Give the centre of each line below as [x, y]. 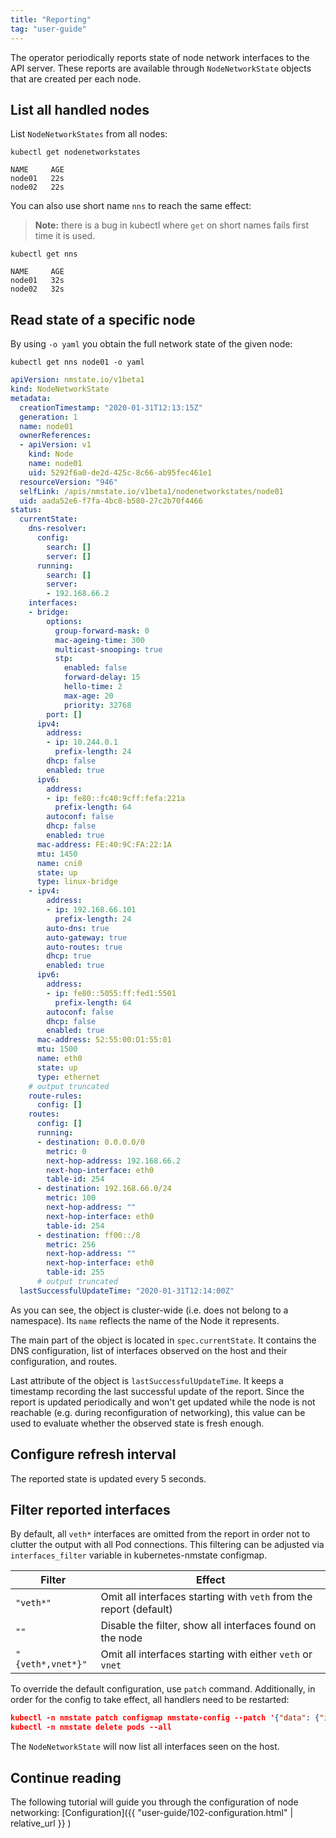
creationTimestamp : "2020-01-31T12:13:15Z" [111, 407]
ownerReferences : [55, 436]
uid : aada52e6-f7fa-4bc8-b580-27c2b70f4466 [111, 501]
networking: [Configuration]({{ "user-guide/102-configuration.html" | [152, 1812]
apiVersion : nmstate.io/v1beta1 [77, 380]
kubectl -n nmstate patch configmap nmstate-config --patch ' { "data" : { [165, 1718]
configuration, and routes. [64, 1361]
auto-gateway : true [87, 937]
